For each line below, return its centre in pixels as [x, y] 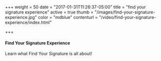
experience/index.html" [28, 22]
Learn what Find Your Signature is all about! [48, 54]
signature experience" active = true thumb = [49, 12]
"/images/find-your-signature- [125, 12]
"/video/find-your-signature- [127, 17]
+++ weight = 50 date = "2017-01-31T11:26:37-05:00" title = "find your [76, 7]
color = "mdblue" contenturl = [68, 17]
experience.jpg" [21, 17]
